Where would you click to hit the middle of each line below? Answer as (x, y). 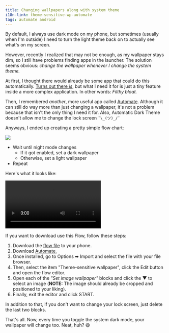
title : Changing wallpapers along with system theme (62, 10)
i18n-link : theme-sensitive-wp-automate (49, 15)
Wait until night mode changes (45, 147)
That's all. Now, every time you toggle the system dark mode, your (75, 320)
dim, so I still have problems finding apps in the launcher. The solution (78, 60)
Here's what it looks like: (31, 174)
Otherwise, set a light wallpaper (53, 158)
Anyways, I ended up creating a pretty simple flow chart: (65, 128)
